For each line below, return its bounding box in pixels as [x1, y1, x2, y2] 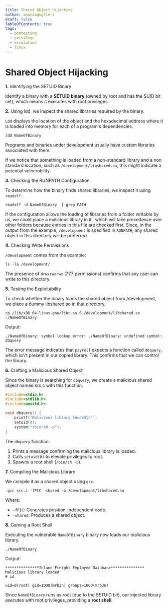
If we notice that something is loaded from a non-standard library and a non [5, 157, 162, 163]
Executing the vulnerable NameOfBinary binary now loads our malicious [5, 531, 150, 537]
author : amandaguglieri [5, 12, 55, 17]
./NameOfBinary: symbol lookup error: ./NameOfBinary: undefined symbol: [5, 333, 163, 339]
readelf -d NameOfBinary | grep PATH [5, 202, 86, 207]
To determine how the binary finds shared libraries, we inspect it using [5, 187, 151, 193]
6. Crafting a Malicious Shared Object [5, 367, 83, 373]
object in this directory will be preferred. [5, 232, 88, 238]
